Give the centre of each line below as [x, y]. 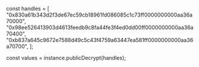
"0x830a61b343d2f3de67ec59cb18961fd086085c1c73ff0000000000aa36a [99, 15]
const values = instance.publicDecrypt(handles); [66, 58]
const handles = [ [28, 9]
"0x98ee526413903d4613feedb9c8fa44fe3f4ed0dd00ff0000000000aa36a [100, 27]
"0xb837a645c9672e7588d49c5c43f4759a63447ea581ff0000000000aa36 [100, 40]
